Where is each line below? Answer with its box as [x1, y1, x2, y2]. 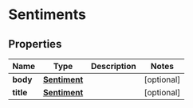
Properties [8, 37, 62, 51]
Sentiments [8, 6, 86, 24]
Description [90, 61, 137, 71]
